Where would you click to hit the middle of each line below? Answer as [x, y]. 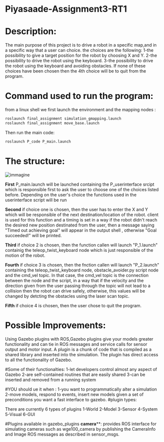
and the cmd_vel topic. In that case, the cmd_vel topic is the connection [77, 275]
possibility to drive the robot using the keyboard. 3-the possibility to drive [79, 61]
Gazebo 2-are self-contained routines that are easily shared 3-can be [75, 374]
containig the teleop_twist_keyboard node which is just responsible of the [79, 250]
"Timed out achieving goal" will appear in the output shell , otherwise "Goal [81, 230]
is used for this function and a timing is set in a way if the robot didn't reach [81, 220]
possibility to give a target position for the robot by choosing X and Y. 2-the [81, 55]
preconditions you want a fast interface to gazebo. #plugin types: [71, 399]
